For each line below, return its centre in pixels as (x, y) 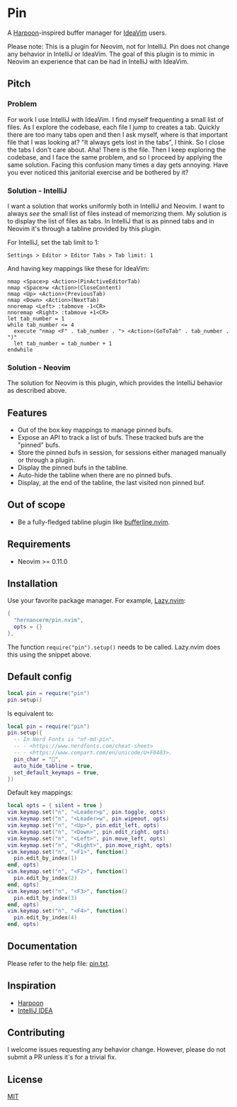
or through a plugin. (46, 460)
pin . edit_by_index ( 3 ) (46, 898)
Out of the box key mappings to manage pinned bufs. (95, 430)
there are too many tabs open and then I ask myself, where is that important (118, 134)
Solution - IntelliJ (37, 191)
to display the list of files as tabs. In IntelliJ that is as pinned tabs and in (111, 221)
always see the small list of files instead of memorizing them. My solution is (117, 213)
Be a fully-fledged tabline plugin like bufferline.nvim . (94, 522)
